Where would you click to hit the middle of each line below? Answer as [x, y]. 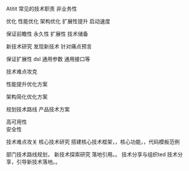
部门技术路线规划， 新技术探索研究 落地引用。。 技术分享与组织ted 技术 [92, 154]
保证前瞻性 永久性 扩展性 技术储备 [47, 34]
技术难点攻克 [22, 72]
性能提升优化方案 [27, 84]
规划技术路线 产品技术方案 [38, 109]
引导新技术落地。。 [38, 162]
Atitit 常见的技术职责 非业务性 [42, 9]
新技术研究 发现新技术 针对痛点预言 [49, 46]
